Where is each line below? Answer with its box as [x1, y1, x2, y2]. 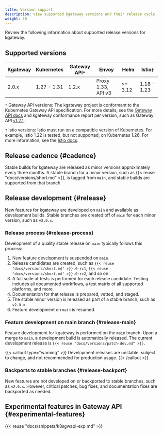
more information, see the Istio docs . [5, 137, 79, 144]
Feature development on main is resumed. [12, 307, 96, 313]
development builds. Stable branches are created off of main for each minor [5, 212, 156, 218]
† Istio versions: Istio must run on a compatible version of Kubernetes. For [5, 127, 152, 133]
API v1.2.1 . [5, 118, 25, 124]
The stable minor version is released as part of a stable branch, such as [12, 296, 156, 302]
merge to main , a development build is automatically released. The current [5, 335, 153, 341]
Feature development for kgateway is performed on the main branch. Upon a [5, 330, 158, 336]
